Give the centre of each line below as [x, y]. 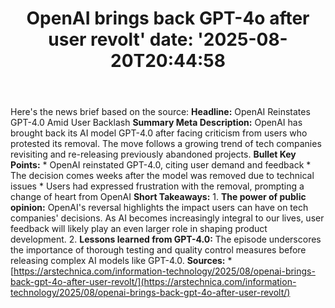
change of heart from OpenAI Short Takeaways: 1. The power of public [158, 197]
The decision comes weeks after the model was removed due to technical [162, 176]
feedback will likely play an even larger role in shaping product [139, 229]
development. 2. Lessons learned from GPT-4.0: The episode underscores [166, 239]
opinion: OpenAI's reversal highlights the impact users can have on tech [159, 208]
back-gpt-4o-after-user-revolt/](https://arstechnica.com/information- [153, 282]
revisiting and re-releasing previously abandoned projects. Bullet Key [153, 154]
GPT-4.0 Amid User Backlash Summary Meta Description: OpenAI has [156, 123]
